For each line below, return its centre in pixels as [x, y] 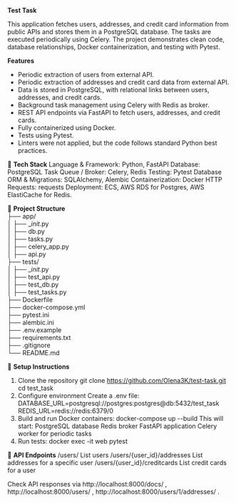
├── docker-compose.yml [46, 307]
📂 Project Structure [36, 209]
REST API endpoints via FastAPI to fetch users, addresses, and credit [119, 113]
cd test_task [35, 388]
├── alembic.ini [31, 322]
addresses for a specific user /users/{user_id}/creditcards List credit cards [117, 463]
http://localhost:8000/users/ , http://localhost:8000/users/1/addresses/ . [113, 492]
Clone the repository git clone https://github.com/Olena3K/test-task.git [122, 380]
